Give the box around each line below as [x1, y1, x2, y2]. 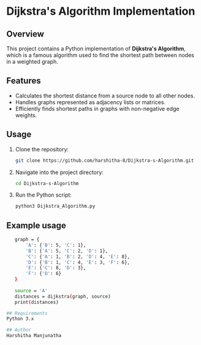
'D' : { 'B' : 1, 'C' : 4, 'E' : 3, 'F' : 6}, [25, 259, 131, 265]
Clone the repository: [15, 145, 69, 153]
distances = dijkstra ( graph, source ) [14, 293, 112, 300]
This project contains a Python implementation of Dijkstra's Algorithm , [6, 45, 186, 52]
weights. [15, 112, 37, 119]
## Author [6, 327, 32, 333]
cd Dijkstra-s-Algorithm [15, 180, 79, 186]
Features [6, 75, 41, 86]
